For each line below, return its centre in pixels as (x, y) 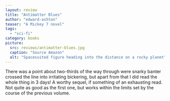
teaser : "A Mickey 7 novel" (35, 24)
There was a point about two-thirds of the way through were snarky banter (83, 72)
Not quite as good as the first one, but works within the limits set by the (80, 88)
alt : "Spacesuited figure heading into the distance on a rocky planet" (88, 57)
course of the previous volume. (38, 93)
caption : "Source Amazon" (37, 52)
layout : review (21, 10)
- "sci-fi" (21, 33)
